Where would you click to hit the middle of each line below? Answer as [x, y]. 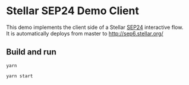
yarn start [20, 76]
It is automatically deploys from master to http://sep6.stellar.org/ [85, 33]
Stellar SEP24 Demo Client [73, 11]
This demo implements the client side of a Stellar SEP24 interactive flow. [95, 27]
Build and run [31, 52]
